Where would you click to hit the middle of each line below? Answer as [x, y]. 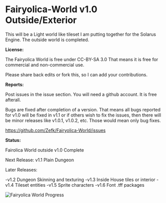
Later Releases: [22, 169]
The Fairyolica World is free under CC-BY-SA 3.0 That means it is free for [82, 59]
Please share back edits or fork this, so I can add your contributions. [76, 74]
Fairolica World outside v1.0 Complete [45, 150]
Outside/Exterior [41, 20]
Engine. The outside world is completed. [47, 40]
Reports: [15, 84]
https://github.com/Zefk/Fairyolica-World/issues [55, 130]
